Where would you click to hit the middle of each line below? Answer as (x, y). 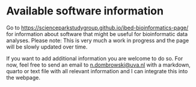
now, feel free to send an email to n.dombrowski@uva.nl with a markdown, (98, 65)
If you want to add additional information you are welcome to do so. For (95, 58)
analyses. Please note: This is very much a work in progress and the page (98, 40)
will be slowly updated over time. (47, 47)
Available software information (85, 11)
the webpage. (23, 77)
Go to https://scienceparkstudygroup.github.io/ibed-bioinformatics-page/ (97, 28)
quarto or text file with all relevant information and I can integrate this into (97, 71)
